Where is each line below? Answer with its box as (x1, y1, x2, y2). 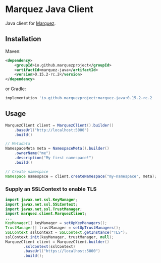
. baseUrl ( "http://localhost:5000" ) (14, 127, 89, 133)
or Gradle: (5, 86, 26, 92)
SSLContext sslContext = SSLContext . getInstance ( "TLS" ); (5, 230, 128, 235)
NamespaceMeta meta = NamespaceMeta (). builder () (5, 146, 110, 151)
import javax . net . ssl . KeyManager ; (5, 197, 78, 202)
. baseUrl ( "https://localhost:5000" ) (23, 248, 100, 254)
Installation (5, 35, 41, 43)
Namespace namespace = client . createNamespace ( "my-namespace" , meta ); (5, 174, 157, 179)
